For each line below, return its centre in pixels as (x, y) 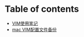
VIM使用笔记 (25, 23)
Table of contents (42, 9)
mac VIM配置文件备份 (34, 29)
